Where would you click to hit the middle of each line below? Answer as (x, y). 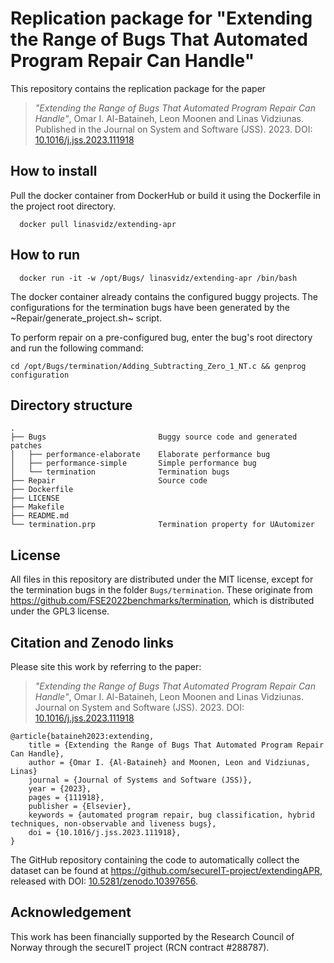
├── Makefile (37, 507)
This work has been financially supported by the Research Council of (152, 936)
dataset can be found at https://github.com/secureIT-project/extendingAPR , (166, 870)
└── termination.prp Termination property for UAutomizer (162, 525)
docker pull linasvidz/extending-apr (98, 224)
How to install (54, 171)
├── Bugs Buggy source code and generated (154, 437)
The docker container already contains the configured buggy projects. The (164, 296)
